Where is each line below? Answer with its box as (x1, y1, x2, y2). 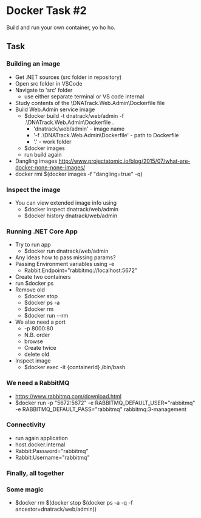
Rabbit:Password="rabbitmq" (15, 447, 89, 454)
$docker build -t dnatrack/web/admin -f (24, 112, 124, 119)
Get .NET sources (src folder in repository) (15, 73, 122, 81)
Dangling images (15, 157, 58, 165)
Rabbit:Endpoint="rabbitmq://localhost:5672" (24, 267, 138, 274)
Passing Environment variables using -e (15, 261, 115, 268)
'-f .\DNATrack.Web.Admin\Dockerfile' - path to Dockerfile (33, 131, 179, 138)
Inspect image (15, 357, 51, 364)
